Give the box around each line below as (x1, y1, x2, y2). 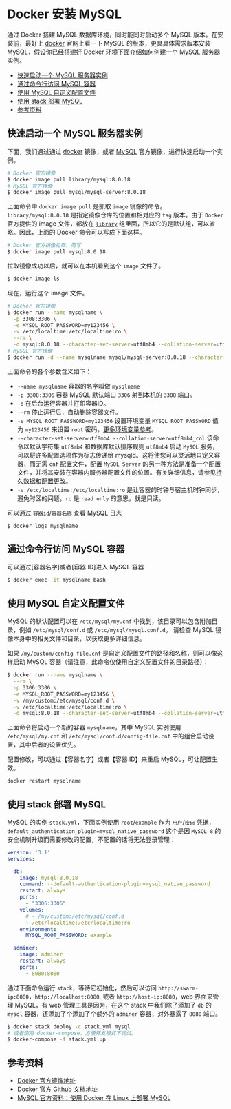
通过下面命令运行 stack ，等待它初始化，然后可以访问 (7, 983, 157, 992)
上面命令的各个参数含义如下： (7, 367, 91, 375)
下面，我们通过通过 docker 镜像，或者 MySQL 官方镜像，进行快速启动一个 (7, 147, 217, 155)
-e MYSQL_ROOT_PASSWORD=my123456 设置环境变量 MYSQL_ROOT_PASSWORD (16, 416, 211, 424)
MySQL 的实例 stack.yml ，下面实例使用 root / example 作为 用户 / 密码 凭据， (7, 818, 215, 826)
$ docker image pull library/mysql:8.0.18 (7, 176, 131, 183)
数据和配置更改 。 (23, 477, 72, 485)
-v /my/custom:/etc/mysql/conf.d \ (13, 697, 115, 704)
